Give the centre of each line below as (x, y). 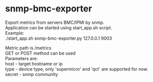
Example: (15, 33)
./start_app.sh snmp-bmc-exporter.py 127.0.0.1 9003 (59, 38)
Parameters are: (22, 58)
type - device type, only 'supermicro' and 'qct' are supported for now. (77, 69)
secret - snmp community (32, 74)
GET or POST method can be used (40, 53)
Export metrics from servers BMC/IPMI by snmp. (55, 22)
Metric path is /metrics (28, 48)
